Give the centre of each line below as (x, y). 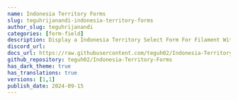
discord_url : (27, 46)
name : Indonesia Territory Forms (57, 14)
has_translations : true (42, 73)
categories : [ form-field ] (45, 33)
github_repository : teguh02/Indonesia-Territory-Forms (90, 60)
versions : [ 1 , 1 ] (31, 79)
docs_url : (22, 54)
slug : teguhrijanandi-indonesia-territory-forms (80, 20)
